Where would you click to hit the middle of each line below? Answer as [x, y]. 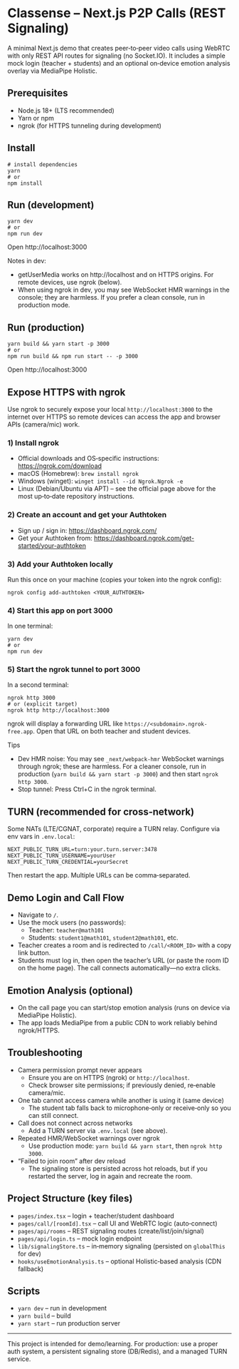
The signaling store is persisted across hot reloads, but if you [118, 1169]
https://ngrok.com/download [59, 466]
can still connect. [53, 1115]
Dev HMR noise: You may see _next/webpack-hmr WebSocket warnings [121, 759]
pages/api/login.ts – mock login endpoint [80, 1238]
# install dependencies [43, 164]
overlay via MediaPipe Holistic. [52, 71]
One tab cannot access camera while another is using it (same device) [121, 1100]
